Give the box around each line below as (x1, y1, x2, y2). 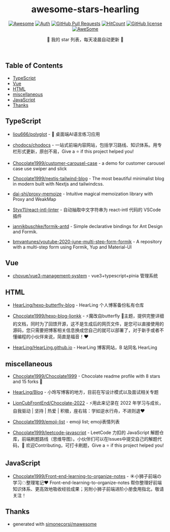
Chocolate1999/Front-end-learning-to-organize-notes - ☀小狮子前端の (12, 473, 161, 479)
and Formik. (12, 229, 38, 235)
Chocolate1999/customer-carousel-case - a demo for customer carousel (12, 160, 165, 166)
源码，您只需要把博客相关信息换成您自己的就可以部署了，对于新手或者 (12, 327, 160, 334)
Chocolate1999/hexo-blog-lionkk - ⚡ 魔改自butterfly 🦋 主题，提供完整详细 (12, 313, 164, 319)
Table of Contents (5, 61, 63, 70)
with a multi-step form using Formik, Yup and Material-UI (12, 244, 132, 250)
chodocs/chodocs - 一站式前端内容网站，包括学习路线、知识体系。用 (12, 142, 158, 148)
